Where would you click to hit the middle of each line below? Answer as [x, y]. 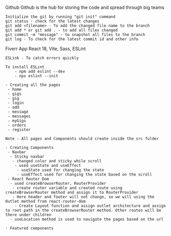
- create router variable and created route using [67, 188]
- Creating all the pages [33, 85]
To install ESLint [25, 67]
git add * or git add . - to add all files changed [61, 30]
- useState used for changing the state [60, 170]
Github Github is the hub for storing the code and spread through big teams [85, 7]
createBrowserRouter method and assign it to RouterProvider [72, 192]
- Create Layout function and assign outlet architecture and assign [90, 206]
